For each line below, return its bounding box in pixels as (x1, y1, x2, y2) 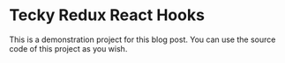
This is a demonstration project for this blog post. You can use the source (9, 34, 276, 45)
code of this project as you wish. (9, 43, 128, 53)
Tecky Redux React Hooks (9, 5, 206, 25)
